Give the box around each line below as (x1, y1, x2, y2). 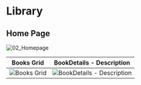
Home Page (6, 28, 50, 39)
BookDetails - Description (53, 58, 130, 67)
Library (6, 4, 43, 18)
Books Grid (11, 58, 44, 67)
